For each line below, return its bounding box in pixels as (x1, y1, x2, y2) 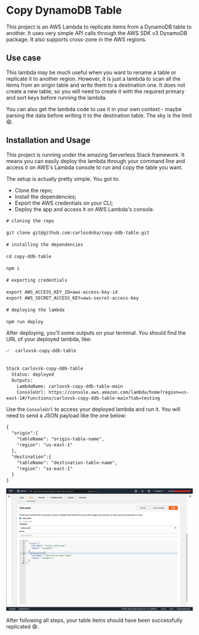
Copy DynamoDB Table (6, 4, 123, 17)
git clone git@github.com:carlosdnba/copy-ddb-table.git (6, 230, 150, 236)
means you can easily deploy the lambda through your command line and (6, 157, 185, 164)
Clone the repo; (14, 186, 53, 193)
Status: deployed (11, 372, 54, 377)
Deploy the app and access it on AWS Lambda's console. (14, 205, 155, 212)
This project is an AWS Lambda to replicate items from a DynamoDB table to (6, 23, 192, 30)
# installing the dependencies (6, 242, 84, 247)
